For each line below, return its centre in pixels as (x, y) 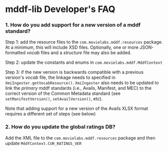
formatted (16, 53)
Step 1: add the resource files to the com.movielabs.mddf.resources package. (84, 42)
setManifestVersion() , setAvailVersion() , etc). (54, 99)
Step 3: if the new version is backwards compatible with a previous (74, 72)
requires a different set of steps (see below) (51, 114)
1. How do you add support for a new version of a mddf (73, 25)
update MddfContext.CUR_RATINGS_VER (43, 143)
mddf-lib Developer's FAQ (60, 9)
